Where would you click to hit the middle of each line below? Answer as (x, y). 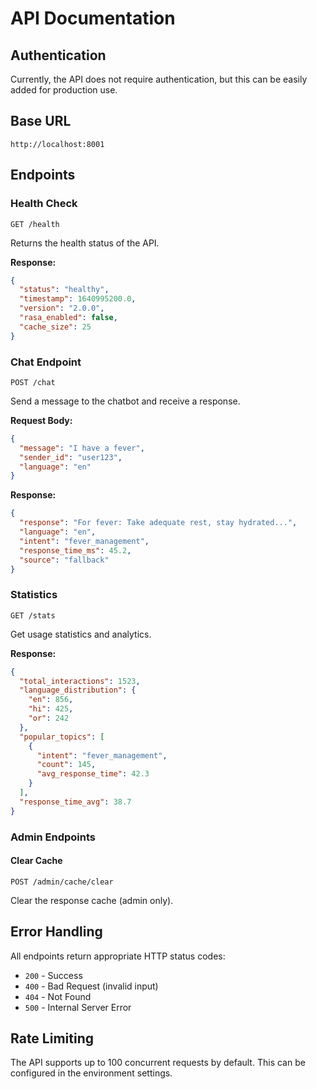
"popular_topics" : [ (62, 737)
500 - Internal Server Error (78, 1007)
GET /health (35, 224)
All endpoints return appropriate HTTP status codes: (118, 956)
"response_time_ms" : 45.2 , (75, 550)
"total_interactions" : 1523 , (80, 681)
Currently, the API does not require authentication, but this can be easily (159, 79)
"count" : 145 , (66, 765)
